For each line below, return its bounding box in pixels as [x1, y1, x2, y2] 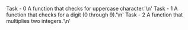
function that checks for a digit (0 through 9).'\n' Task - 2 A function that [6, 11, 183, 18]
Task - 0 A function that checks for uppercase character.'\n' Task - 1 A [6, 5, 178, 12]
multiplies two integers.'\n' [6, 18, 71, 24]
